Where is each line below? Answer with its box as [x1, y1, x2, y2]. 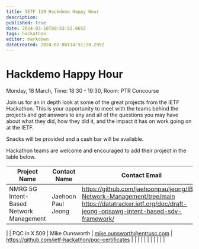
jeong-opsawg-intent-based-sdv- [82, 207, 182, 215]
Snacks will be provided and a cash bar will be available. [6, 135, 144, 143]
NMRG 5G [9, 185, 37, 193]
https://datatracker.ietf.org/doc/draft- [82, 200, 188, 208]
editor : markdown [6, 36, 49, 42]
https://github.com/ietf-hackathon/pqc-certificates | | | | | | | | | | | [6, 236, 165, 243]
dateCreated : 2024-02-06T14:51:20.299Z [6, 42, 105, 48]
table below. [6, 153, 36, 160]
